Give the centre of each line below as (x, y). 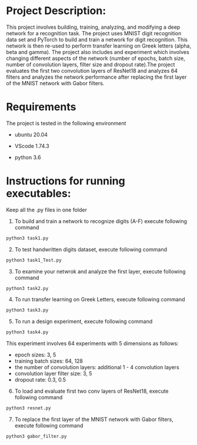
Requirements (41, 107)
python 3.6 (28, 157)
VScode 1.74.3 (32, 146)
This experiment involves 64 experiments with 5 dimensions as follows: (92, 343)
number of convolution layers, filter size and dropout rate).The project (91, 64)
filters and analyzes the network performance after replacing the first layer (96, 77)
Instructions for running (66, 181)
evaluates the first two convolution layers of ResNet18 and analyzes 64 (92, 70)
